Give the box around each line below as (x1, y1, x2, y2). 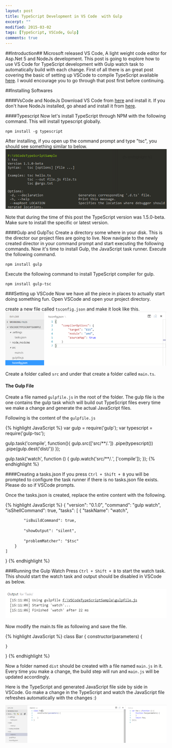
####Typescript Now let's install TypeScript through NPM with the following (5, 113, 166, 119)
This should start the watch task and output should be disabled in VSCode (5, 573, 162, 579)
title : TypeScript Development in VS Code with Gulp (5, 13, 123, 19)
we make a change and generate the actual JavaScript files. (5, 405, 132, 411)
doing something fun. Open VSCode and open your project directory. (5, 296, 151, 302)
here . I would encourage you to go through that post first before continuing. (5, 78, 165, 83)
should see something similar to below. (5, 143, 88, 149)
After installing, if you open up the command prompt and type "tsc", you (5, 138, 157, 144)
